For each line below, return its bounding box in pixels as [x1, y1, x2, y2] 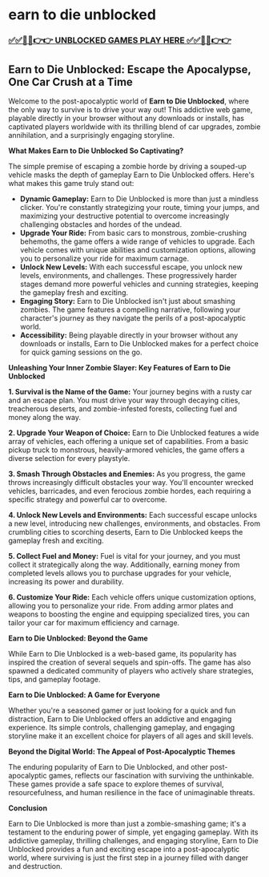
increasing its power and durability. [8, 576, 124, 586]
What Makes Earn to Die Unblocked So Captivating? [8, 146, 184, 156]
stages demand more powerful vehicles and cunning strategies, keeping [19, 279, 259, 289]
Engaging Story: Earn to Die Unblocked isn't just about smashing [19, 296, 236, 305]
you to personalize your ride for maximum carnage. [19, 253, 190, 263]
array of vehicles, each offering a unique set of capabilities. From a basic [8, 436, 249, 446]
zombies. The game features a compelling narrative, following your [19, 305, 241, 314]
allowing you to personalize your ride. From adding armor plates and [8, 600, 234, 610]
